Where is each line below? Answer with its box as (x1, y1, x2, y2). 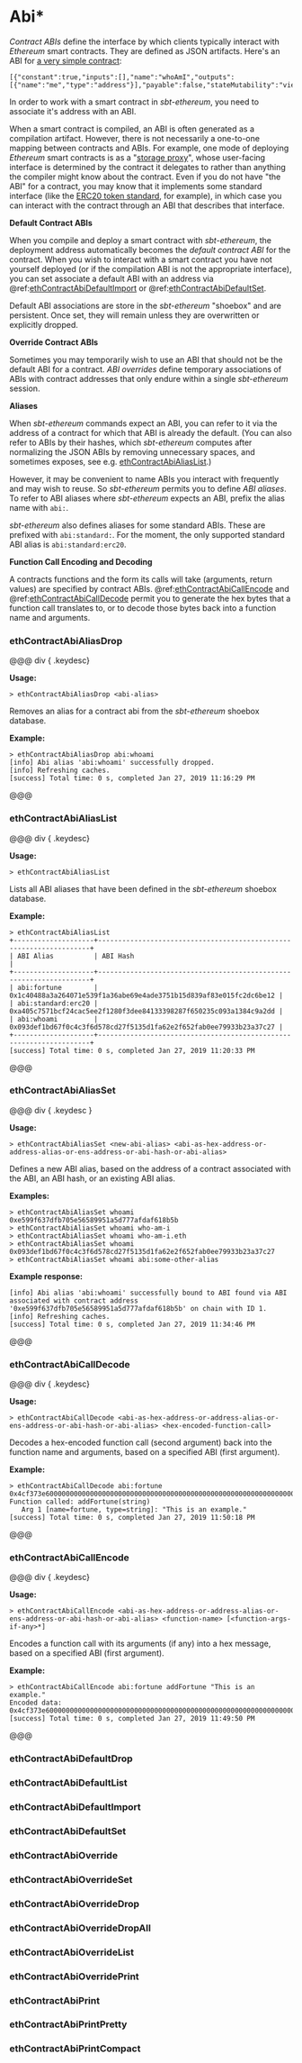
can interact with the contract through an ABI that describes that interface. (9, 200, 285, 211)
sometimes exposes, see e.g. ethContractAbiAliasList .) (9, 456, 212, 467)
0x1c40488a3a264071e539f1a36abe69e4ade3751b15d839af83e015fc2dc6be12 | (9, 991, 283, 1000)
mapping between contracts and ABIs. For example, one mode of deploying (9, 142, 289, 153)
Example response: (9, 1270, 84, 1281)
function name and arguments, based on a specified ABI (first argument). (9, 1447, 280, 1458)
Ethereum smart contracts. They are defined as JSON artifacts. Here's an (9, 45, 280, 56)
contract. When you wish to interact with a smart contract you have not (9, 254, 272, 265)
